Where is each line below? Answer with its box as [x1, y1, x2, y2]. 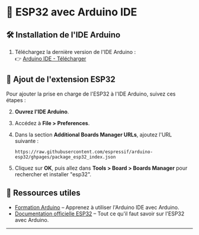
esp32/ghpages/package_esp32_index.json [14, 154, 116, 160]
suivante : [14, 137, 39, 144]
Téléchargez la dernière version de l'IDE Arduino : [14, 49, 136, 55]
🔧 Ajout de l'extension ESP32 [6, 74, 115, 85]
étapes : [6, 96, 26, 103]
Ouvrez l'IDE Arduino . [14, 108, 69, 115]
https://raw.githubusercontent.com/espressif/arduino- [14, 148, 153, 155]
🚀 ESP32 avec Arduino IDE [6, 5, 137, 19]
